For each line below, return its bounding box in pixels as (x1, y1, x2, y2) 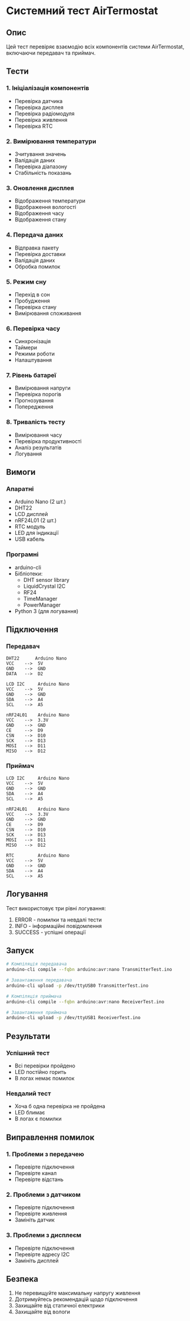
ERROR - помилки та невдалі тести (14, 916, 102, 923)
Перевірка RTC (14, 122, 53, 129)
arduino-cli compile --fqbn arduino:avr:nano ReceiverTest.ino (6, 999, 165, 1004)
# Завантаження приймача (6, 1009, 67, 1016)
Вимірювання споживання (14, 310, 81, 317)
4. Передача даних (6, 231, 64, 239)
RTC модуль (14, 523, 46, 530)
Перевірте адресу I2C (14, 1250, 70, 1257)
